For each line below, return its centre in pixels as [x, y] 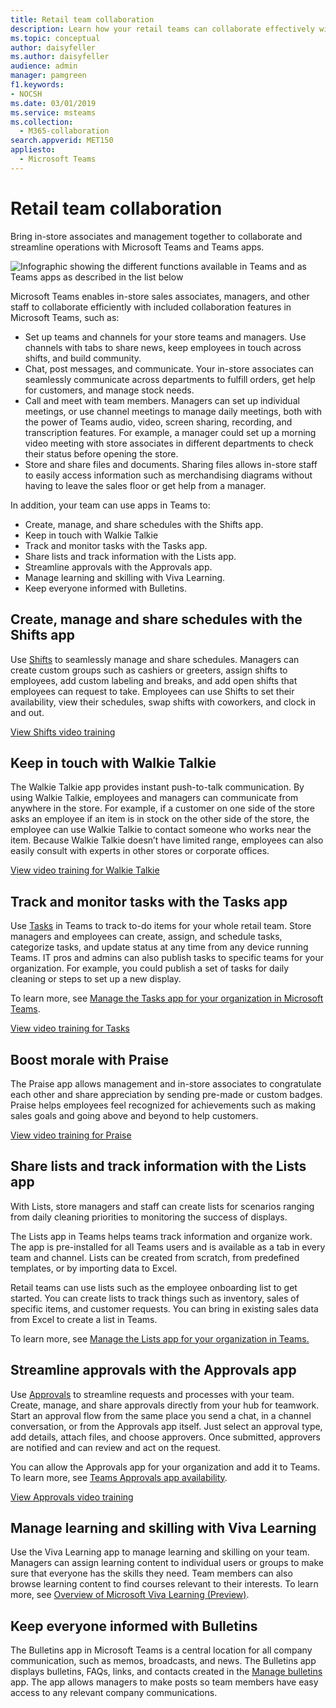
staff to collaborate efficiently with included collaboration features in [151, 307]
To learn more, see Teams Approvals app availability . [119, 1477]
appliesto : [33, 150]
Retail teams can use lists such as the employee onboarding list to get [154, 1287]
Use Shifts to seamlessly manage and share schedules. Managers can [155, 659]
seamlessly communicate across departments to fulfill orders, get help [170, 379]
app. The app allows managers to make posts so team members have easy [164, 1682]
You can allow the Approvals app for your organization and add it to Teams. [165, 1467]
